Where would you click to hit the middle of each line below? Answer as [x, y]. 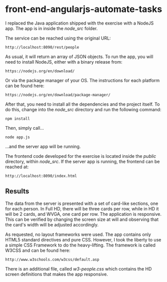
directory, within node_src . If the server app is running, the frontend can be [82, 161]
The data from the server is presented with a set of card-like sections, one [82, 203]
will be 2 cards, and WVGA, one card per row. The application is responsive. [83, 214]
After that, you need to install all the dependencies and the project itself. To [82, 104]
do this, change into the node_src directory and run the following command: [83, 109]
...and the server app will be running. [43, 146]
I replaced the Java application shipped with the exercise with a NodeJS [79, 23]
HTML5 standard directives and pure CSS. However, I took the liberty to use [83, 239]
